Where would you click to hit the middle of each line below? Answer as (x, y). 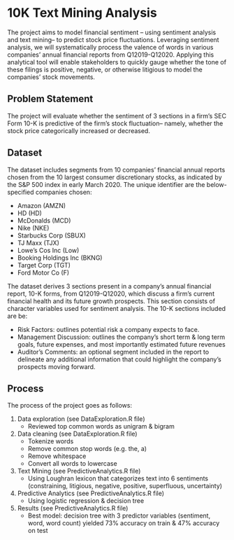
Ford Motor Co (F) (43, 272)
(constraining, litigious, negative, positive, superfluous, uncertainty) (125, 486)
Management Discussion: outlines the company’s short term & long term (121, 337)
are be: (17, 316)
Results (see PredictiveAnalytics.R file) (73, 508)
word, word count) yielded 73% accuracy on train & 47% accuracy (124, 523)
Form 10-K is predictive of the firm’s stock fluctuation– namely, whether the (115, 123)
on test (38, 531)
